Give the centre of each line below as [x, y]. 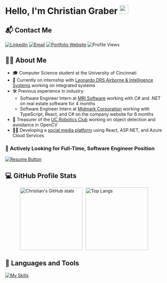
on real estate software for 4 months [57, 103]
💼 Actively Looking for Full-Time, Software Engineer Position [80, 148]
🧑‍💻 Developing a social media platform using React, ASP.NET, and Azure [87, 130]
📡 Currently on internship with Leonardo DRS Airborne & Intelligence [83, 80]
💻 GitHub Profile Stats [41, 176]
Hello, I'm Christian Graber [61, 11]
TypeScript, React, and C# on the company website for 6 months [87, 114]
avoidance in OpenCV [35, 125]
